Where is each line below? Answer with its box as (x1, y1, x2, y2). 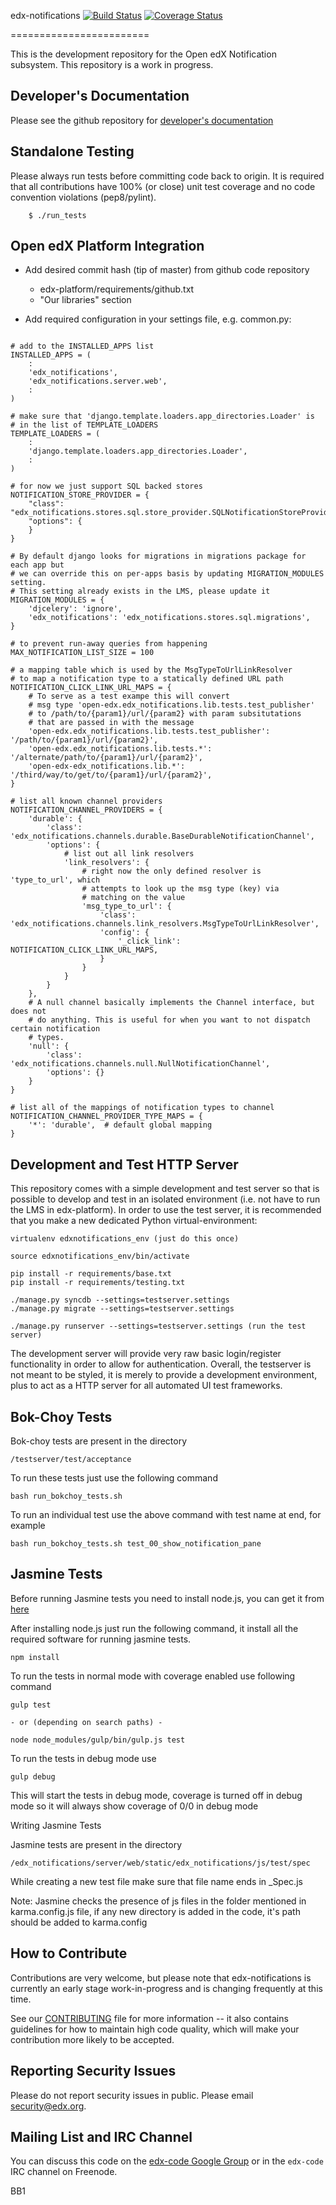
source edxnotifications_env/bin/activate (10, 1251, 190, 1262)
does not (10, 1006, 47, 1017)
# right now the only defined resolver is (81, 866, 262, 877)
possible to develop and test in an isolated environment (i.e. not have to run (10, 1193, 321, 1205)
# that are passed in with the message (28, 718, 195, 728)
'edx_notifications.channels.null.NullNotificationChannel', (10, 1059, 271, 1069)
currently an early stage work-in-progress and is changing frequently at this (10, 1982, 323, 1994)
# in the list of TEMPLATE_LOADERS (10, 420, 159, 430)
